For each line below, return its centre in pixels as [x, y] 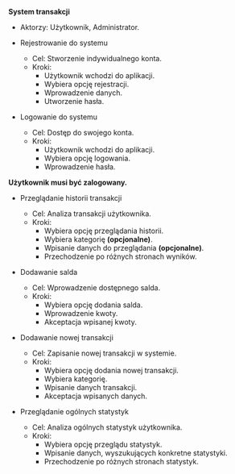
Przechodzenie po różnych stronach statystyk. [121, 462]
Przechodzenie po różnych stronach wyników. [120, 256]
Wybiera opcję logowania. [87, 158]
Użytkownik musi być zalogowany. [68, 182]
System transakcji [39, 12]
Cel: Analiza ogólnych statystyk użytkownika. [107, 427]
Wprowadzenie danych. [83, 93]
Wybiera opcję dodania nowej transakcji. [111, 370]
